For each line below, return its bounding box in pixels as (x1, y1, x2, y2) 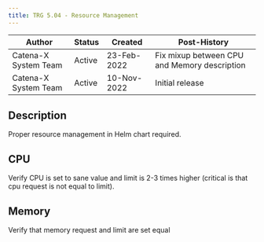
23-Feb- (106, 49, 141, 60)
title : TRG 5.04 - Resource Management (8, 11, 139, 20)
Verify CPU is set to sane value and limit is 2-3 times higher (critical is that (8, 174, 248, 183)
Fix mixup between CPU (155, 49, 244, 60)
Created (111, 36, 143, 47)
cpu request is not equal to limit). (8, 181, 115, 191)
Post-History (178, 36, 229, 47)
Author (26, 36, 53, 47)
